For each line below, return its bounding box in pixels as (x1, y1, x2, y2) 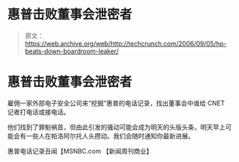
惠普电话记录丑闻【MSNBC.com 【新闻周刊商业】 (7, 146, 153, 155)
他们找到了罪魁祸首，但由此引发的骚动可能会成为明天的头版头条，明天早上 (7, 122, 225, 131)
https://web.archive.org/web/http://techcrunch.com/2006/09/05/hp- (24, 39, 227, 48)
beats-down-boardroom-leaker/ (24, 47, 119, 55)
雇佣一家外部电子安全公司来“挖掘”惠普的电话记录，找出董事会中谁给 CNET (7, 99, 225, 107)
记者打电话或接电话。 (7, 107, 70, 116)
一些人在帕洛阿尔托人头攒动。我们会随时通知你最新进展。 (26, 131, 194, 140)
